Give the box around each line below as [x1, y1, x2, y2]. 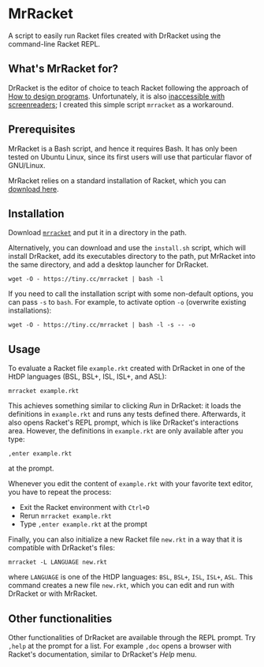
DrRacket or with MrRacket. [8, 589, 98, 598]
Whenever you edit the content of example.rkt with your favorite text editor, [8, 479, 254, 489]
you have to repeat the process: [8, 487, 112, 497]
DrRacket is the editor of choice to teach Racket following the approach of [8, 83, 249, 92]
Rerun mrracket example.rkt [19, 511, 112, 521]
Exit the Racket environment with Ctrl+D [19, 503, 150, 512]
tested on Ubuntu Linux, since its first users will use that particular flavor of [8, 152, 252, 162]
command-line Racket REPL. [8, 39, 101, 48]
